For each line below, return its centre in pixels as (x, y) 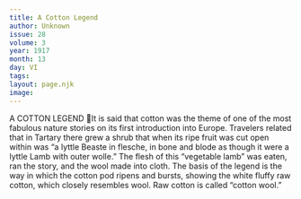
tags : (19, 76)
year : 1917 (30, 51)
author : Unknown (40, 26)
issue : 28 (28, 34)
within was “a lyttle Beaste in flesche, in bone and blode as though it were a (149, 147)
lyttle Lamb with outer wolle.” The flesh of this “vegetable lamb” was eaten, (148, 156)
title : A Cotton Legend (54, 17)
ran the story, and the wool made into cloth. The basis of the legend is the (146, 166)
